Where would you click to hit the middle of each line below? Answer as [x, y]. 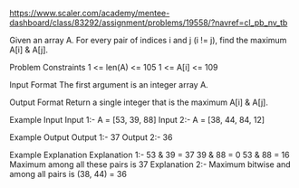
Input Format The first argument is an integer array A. [109, 85]
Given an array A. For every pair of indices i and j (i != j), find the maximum [148, 40]
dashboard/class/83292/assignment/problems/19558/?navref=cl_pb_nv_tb [149, 23]
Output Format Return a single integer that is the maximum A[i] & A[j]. [139, 102]
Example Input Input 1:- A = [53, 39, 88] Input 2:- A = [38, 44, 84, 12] [137, 120]
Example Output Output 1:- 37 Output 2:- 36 [91, 137]
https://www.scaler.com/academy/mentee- [90, 13]
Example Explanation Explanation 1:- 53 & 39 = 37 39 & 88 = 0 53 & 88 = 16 [149, 155]
